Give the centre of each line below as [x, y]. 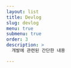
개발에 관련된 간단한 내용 [39, 51]
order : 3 [17, 39]
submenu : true [24, 34]
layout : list [23, 12]
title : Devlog [24, 17]
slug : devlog [23, 23]
